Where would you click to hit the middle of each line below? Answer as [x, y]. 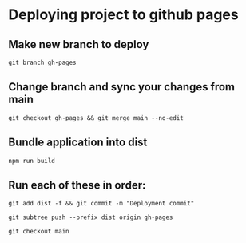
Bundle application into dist [78, 143]
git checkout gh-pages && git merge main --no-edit [96, 118]
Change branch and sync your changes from [122, 87]
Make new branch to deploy [79, 44]
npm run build [32, 161]
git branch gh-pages [43, 62]
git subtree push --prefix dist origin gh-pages [91, 217]
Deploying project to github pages [123, 15]
